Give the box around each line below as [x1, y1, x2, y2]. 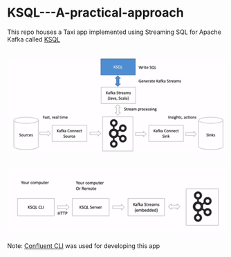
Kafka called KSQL [7, 35, 61, 43]
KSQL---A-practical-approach [7, 5, 185, 21]
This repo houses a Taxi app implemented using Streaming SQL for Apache [7, 28, 221, 36]
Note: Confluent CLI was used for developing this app [7, 242, 160, 250]
